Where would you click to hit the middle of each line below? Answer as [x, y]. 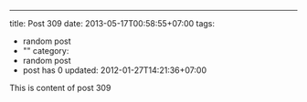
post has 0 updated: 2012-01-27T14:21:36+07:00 [115, 70]
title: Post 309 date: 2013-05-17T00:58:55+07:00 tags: [112, 23]
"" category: [46, 51]
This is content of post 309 [60, 88]
